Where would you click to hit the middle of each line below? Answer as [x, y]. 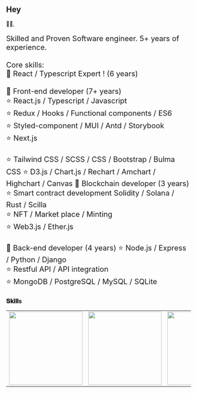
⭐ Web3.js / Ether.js [40, 227]
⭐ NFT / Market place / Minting [59, 214]
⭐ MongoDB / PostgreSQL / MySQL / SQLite [81, 281]
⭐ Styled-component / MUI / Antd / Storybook [85, 126]
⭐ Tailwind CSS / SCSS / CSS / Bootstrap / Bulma [91, 159]
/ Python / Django [36, 259]
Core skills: [25, 65]
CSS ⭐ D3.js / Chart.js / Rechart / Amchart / [81, 172]
